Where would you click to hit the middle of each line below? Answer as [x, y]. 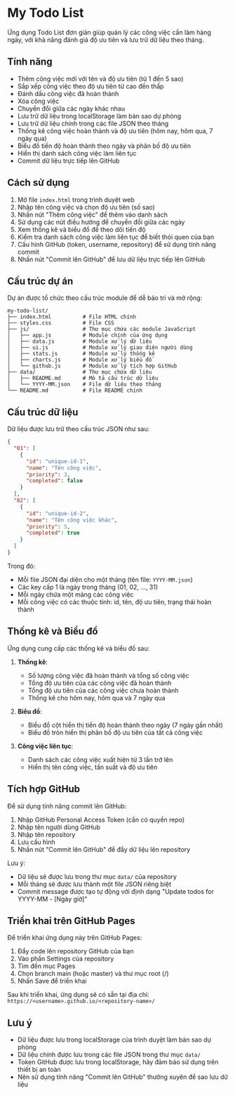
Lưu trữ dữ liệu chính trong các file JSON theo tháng [93, 123]
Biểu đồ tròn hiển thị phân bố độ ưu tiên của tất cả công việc [115, 732]
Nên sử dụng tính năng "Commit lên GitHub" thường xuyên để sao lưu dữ [122, 1077]
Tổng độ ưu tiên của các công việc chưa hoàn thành [103, 690]
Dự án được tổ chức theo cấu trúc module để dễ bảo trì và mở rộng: [105, 298]
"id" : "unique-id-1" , [58, 461]
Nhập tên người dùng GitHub [59, 827]
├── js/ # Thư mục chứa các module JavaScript [102, 329]
